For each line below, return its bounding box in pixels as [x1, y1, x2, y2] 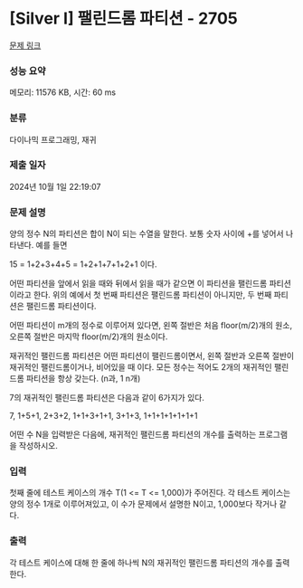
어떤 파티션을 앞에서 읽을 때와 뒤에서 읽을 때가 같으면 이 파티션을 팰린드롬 [9, 278, 268, 289]
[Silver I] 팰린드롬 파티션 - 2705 [9, 8, 238, 29]
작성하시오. [18, 441, 59, 451]
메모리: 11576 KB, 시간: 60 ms [9, 87, 117, 98]
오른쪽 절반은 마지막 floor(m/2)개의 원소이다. [9, 331, 168, 342]
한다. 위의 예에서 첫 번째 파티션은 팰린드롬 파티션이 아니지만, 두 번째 [33, 289, 272, 300]
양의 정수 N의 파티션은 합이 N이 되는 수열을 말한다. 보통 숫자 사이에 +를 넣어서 [9, 228, 284, 240]
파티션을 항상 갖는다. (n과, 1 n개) [25, 373, 141, 384]
